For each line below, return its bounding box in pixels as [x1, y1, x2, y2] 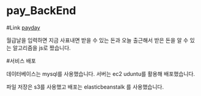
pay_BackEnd [6, 4, 76, 18]
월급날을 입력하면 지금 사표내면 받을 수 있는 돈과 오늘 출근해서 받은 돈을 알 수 [6, 36, 189, 43]
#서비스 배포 [6, 57, 37, 64]
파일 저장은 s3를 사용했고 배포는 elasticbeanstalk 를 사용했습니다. [6, 83, 164, 90]
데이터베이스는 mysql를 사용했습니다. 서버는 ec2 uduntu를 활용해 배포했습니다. [6, 70, 196, 77]
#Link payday [6, 24, 41, 31]
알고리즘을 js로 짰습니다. [12, 44, 71, 51]
